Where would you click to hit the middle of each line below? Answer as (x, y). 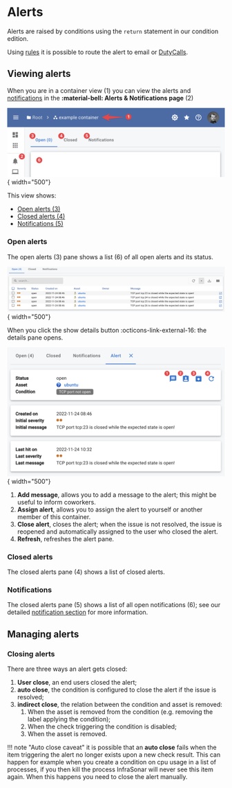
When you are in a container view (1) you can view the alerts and (99, 90)
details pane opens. (35, 338)
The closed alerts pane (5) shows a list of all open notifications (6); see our (114, 605)
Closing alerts (31, 654)
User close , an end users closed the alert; (77, 682)
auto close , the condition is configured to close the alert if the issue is (117, 690)
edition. (18, 38)
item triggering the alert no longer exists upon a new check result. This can (114, 754)
